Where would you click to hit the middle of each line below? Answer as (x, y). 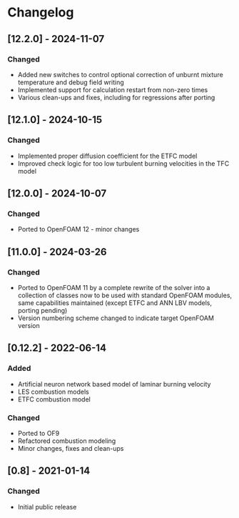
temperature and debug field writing (71, 82)
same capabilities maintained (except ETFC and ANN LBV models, (115, 303)
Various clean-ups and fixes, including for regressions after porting (116, 97)
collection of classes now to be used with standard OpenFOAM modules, (125, 295)
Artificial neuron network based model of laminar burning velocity (114, 384)
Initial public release (47, 507)
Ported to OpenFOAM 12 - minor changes (78, 229)
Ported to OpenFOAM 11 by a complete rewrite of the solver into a (114, 287)
